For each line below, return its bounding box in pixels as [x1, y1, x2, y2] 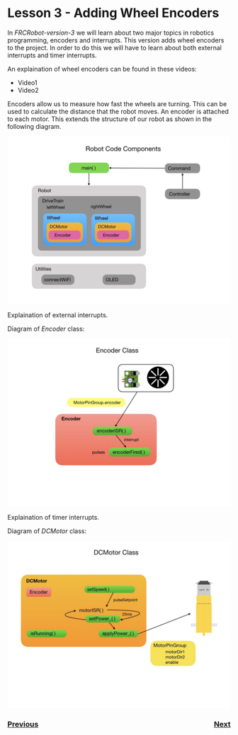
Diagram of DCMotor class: [7, 526, 87, 535]
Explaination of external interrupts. [7, 310, 108, 319]
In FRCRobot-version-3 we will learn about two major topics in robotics [7, 28, 215, 37]
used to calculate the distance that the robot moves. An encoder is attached [7, 107, 229, 115]
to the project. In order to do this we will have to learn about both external [7, 43, 222, 52]
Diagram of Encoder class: [7, 324, 85, 333]
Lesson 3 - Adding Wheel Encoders [7, 5, 220, 21]
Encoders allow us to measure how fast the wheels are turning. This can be [7, 99, 227, 108]
